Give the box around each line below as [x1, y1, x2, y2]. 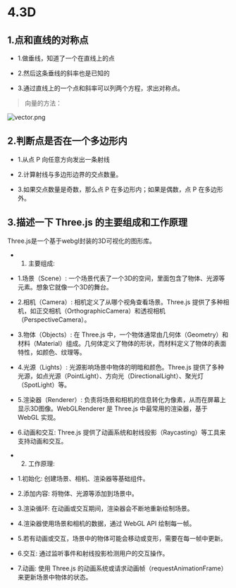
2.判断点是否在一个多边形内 [7, 135, 128, 147]
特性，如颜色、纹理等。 [17, 348, 86, 356]
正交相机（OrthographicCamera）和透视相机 [36, 306, 166, 315]
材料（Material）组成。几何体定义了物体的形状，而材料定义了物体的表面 [17, 339, 227, 347]
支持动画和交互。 [17, 437, 68, 445]
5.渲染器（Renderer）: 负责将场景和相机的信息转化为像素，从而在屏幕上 [17, 395, 227, 404]
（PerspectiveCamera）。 [17, 315, 91, 324]
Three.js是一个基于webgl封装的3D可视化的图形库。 [7, 237, 156, 245]
